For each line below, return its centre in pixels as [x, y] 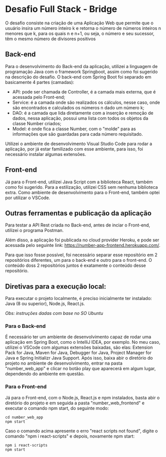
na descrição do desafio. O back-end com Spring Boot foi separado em [78, 77]
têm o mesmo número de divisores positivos [50, 39]
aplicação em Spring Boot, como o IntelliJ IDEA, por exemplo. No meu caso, [83, 342]
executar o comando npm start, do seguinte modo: [57, 408]
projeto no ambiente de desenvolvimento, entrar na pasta [64, 363]
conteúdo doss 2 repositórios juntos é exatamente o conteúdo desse [76, 266]
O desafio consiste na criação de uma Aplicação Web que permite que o [79, 23]
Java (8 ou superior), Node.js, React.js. [45, 304]
